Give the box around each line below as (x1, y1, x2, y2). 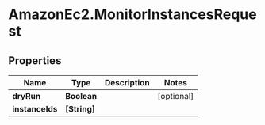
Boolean (64, 91, 98, 101)
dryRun (12, 91, 41, 101)
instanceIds (12, 104, 58, 114)
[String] (64, 104, 95, 114)
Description (104, 78, 150, 88)
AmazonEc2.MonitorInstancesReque (8, 6, 257, 24)
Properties (8, 54, 62, 67)
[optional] (157, 91, 194, 101)
